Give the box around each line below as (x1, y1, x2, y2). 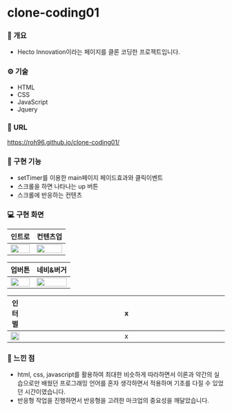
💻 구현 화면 (7, 210, 44, 219)
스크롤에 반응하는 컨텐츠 (17, 191, 83, 199)
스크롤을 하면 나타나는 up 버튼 (17, 182, 99, 191)
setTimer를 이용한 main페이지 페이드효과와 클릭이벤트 (17, 174, 164, 182)
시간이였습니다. (24, 387, 66, 396)
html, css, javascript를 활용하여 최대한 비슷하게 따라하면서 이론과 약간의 (17, 370, 213, 378)
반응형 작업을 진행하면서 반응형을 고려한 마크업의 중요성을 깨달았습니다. (17, 396, 209, 404)
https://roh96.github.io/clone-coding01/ (7, 138, 120, 147)
